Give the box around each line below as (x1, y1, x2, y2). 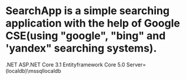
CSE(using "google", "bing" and (5, 29, 166, 42)
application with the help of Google (5, 16, 180, 30)
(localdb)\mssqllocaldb (5, 67, 61, 74)
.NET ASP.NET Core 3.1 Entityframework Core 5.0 (5, 61, 125, 68)
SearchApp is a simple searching (5, 4, 170, 18)
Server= (126, 61, 147, 68)
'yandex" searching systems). (5, 42, 157, 55)
